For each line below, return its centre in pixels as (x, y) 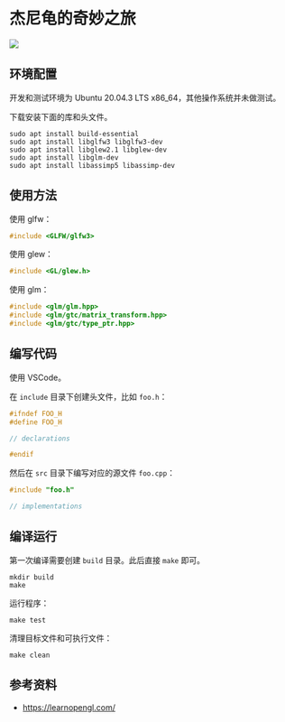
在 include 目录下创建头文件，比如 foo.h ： (88, 396)
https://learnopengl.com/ (69, 707)
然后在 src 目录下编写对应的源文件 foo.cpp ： (92, 473)
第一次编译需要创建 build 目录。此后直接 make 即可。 (107, 560)
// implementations (46, 506)
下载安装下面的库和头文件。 (61, 116)
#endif (22, 455)
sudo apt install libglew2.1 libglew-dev (88, 150)
